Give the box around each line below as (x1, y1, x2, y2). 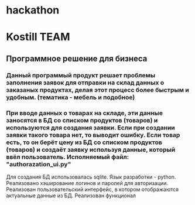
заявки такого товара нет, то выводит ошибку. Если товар (6, 131, 180, 139)
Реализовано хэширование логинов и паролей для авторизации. (6, 179, 169, 186)
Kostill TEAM (6, 30, 70, 44)
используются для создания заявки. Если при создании (6, 124, 176, 132)
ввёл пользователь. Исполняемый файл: (6, 153, 129, 161)
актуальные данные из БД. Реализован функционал (6, 192, 136, 199)
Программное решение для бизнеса (6, 53, 148, 63)
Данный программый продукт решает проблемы (6, 71, 156, 79)
